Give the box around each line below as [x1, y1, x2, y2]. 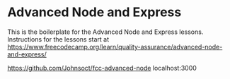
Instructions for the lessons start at [7, 35, 110, 43]
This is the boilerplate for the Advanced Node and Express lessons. [7, 28, 204, 36]
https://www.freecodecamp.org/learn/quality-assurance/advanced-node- [7, 42, 223, 51]
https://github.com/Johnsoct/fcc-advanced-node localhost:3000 [7, 63, 197, 72]
